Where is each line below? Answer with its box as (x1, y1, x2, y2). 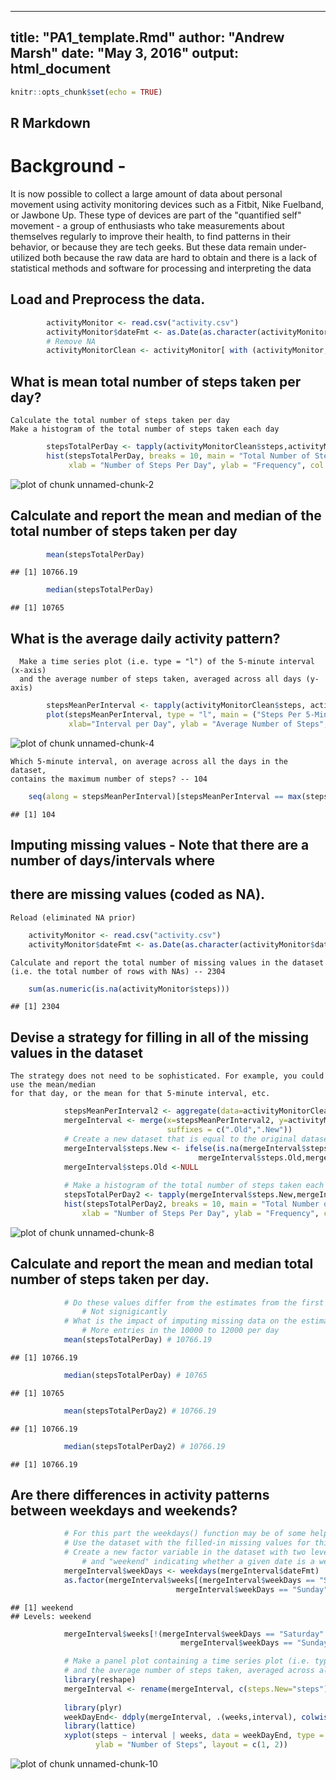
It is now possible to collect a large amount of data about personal (10, 188, 283, 200)
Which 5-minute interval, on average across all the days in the (10, 756, 288, 766)
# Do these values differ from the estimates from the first (63, 1297, 325, 1308)
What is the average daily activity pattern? (10, 630, 281, 647)
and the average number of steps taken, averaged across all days (19, 674, 302, 685)
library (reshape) (63, 1675, 137, 1685)
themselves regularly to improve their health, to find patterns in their (10, 231, 292, 243)
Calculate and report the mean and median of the (10, 507, 322, 525)
